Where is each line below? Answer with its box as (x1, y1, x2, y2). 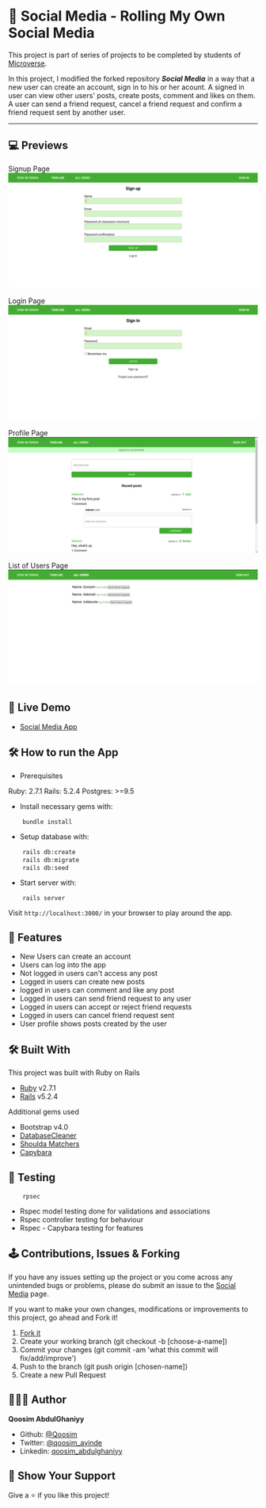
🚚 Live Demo (8, 701, 71, 715)
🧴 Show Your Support (8, 1469, 116, 1483)
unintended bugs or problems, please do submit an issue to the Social (8, 1280, 236, 1290)
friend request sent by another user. (8, 107, 126, 117)
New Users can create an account (19, 952, 131, 961)
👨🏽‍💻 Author (8, 1393, 67, 1407)
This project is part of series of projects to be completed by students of (8, 50, 241, 59)
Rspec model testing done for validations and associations (19, 1206, 211, 1216)
